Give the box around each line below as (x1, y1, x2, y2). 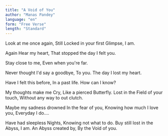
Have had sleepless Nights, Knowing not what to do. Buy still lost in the (5, 120, 153, 126)
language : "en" (5, 17, 37, 22)
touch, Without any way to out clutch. (5, 95, 83, 101)
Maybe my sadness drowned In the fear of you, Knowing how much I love (5, 105, 158, 111)
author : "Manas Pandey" (5, 12, 56, 17)
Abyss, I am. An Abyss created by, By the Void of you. (5, 125, 117, 131)
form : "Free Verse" (5, 21, 47, 27)
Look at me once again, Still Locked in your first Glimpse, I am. (5, 40, 136, 46)
